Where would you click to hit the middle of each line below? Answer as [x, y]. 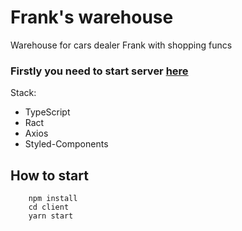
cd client [49, 207]
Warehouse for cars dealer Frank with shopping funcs [121, 45]
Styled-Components [66, 144]
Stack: [23, 93]
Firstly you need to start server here [99, 71]
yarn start [51, 216]
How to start [49, 175]
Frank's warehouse [92, 17]
